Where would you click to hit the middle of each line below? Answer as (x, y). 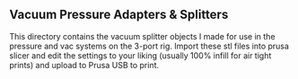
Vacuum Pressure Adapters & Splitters (119, 15)
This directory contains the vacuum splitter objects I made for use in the (142, 36)
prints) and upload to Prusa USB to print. (84, 65)
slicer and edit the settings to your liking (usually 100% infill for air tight (140, 55)
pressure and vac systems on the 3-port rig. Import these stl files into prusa (149, 46)
